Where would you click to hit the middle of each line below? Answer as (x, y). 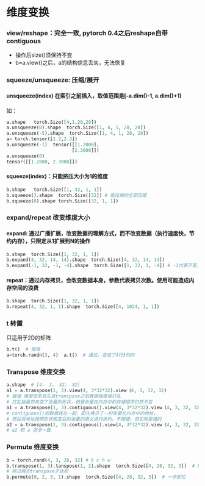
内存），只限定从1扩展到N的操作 (51, 241)
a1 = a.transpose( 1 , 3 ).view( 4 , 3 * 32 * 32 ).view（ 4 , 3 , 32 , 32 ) (87, 391)
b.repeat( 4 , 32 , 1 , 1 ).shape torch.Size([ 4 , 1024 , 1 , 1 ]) (83, 307)
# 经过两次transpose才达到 (37, 471)
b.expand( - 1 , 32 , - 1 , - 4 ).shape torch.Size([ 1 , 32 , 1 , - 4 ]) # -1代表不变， (104, 266)
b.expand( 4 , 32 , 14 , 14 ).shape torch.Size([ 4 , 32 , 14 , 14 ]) (86, 260)
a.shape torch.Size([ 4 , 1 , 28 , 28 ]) (52, 122)
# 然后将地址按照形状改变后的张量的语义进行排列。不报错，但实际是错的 (84, 419)
